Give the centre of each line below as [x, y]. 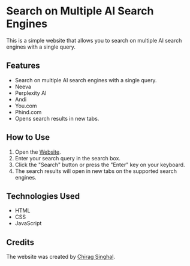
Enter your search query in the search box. [68, 158]
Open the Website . [38, 152]
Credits [20, 242]
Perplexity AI [31, 93]
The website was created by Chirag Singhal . [61, 257]
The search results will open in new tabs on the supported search [96, 171]
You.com [26, 106]
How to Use [28, 137]
